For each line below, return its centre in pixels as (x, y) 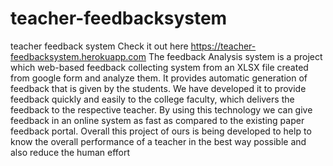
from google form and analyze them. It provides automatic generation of (159, 78)
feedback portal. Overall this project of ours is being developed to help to (161, 131)
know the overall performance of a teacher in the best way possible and (158, 141)
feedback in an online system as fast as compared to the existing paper (157, 120)
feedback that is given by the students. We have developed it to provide (158, 88)
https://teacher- (223, 46)
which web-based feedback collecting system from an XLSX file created (159, 67)
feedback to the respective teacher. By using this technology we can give (161, 109)
